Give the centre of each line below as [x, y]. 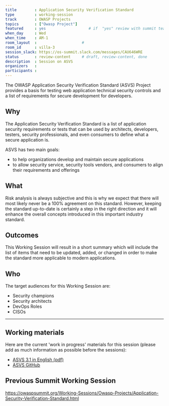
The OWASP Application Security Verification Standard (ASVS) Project [78, 85]
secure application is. [27, 140]
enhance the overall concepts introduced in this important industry [74, 214]
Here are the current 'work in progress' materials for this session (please [80, 345]
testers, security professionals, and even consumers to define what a [77, 134]
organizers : [21, 66]
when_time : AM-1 [27, 38]
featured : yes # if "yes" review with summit [81, 29]
